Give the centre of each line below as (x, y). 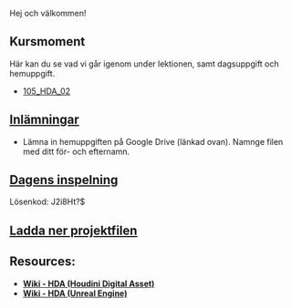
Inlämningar (44, 120)
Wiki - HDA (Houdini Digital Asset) (89, 283)
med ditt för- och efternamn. (76, 151)
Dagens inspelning (64, 180)
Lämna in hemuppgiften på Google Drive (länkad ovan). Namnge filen (153, 141)
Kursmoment (47, 41)
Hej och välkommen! (48, 13)
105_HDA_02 (47, 91)
